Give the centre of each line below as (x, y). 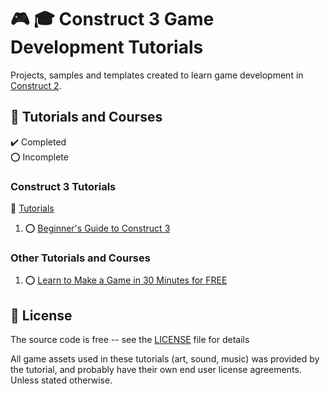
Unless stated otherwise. (61, 380)
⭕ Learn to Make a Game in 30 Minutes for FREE (126, 280)
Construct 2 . (36, 85)
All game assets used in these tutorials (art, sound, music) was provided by (165, 359)
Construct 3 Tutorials (63, 186)
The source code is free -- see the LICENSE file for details (130, 340)
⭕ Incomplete (39, 157)
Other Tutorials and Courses (80, 258)
